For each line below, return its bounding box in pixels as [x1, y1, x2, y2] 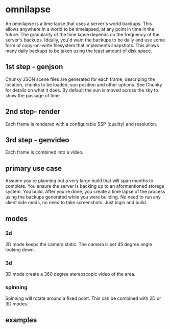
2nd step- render [5, 107, 61, 116]
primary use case [5, 164, 62, 172]
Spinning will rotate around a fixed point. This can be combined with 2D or [5, 295, 161, 301]
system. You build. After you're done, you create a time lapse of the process [5, 188, 165, 195]
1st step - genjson [5, 62, 63, 71]
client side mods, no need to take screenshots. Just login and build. [5, 200, 148, 206]
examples [5, 316, 37, 324]
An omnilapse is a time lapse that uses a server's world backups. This [5, 20, 152, 27]
